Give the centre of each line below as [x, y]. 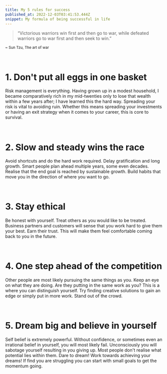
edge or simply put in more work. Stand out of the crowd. [64, 296]
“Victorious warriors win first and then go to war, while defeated [83, 33]
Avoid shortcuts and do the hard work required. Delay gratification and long [83, 161]
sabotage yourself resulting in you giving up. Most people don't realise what [83, 350]
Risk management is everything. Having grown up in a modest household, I [82, 91]
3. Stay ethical [35, 207]
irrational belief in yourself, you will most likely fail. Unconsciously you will [81, 345]
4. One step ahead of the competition [84, 266]
